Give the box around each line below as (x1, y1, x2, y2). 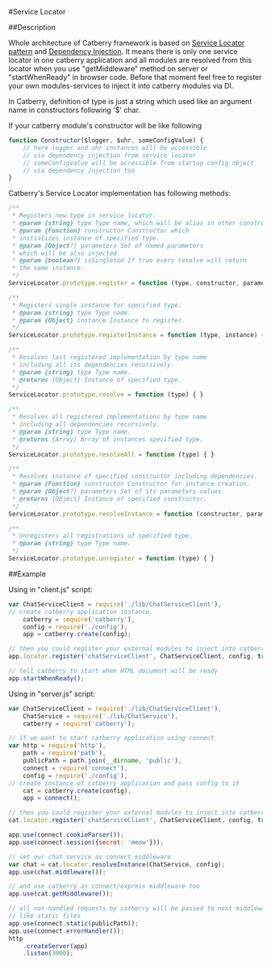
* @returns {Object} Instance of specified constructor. (11, 495, 207, 503)
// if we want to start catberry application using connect (8, 734, 215, 742)
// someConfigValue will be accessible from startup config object (23, 159, 254, 167)
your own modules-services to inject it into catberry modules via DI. (8, 81, 234, 90)
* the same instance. (11, 264, 85, 273)
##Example (8, 569, 47, 579)
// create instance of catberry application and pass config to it (8, 779, 240, 787)
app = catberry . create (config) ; (23, 630, 131, 638)
